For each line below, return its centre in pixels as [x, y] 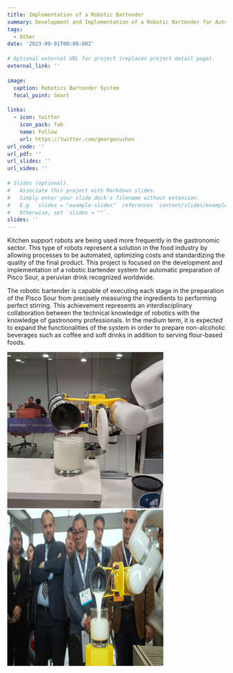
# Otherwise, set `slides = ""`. [59, 213]
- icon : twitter [37, 117]
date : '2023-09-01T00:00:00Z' [51, 44]
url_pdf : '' [24, 154]
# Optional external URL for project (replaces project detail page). [111, 59]
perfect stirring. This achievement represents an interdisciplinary [100, 306]
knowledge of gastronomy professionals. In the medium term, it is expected [115, 320]
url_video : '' [28, 169]
